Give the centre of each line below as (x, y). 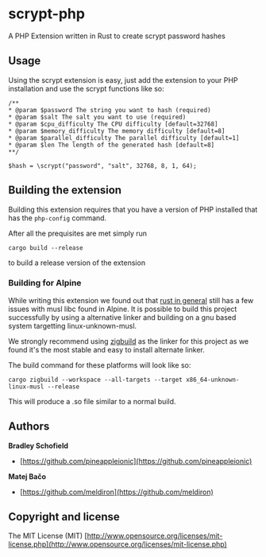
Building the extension (65, 191)
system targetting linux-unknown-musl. (73, 325)
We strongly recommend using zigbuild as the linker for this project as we (129, 341)
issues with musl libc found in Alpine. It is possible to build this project (123, 309)
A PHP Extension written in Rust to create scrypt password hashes (117, 36)
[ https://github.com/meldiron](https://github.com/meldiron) (117, 492)
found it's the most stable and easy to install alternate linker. (106, 349)
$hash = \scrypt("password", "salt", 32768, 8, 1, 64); (102, 166)
